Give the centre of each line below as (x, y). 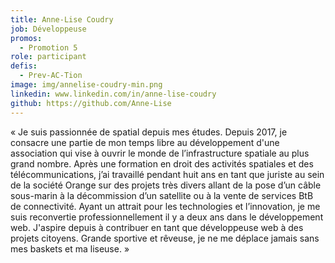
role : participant (48, 57)
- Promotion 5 (48, 47)
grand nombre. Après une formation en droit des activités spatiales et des (162, 163)
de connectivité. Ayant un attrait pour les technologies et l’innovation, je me (165, 206)
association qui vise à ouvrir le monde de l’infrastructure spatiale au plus (160, 153)
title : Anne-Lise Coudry (62, 19)
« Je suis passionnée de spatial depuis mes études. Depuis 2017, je (149, 132)
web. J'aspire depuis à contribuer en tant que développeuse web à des (157, 227)
